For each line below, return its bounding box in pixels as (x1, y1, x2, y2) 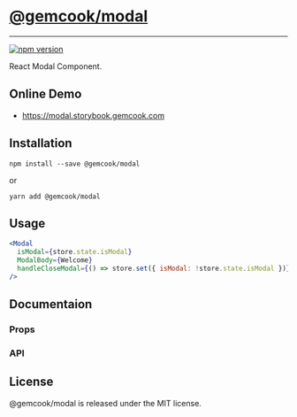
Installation (9, 135, 72, 151)
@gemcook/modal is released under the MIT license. (9, 398, 202, 408)
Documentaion (9, 297, 93, 312)
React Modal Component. (9, 60, 103, 72)
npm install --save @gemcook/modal (9, 159, 141, 168)
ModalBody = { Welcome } (17, 256, 93, 265)
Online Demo (9, 87, 82, 102)
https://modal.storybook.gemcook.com (21, 110, 165, 120)
